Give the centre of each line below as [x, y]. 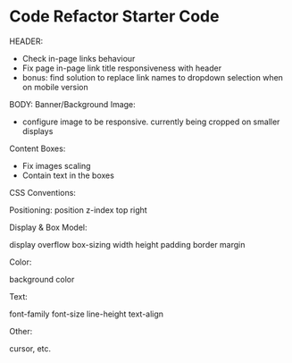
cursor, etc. [30, 348]
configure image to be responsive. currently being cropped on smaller [151, 122]
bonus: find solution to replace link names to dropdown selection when [153, 77]
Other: [21, 331]
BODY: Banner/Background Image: [72, 104]
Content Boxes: [38, 148]
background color [42, 279]
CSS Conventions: [42, 192]
